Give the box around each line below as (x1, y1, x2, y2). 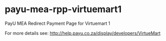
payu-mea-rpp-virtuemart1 (5, 4, 122, 15)
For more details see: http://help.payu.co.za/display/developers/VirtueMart (5, 30, 161, 36)
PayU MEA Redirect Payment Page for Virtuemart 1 (5, 20, 111, 26)
